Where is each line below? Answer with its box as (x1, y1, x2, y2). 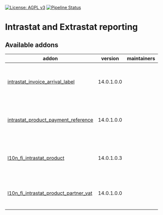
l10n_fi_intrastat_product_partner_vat (7, 190, 93, 196)
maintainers (127, 55, 155, 61)
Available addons (5, 41, 59, 49)
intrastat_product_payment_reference (7, 117, 94, 123)
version (101, 55, 119, 61)
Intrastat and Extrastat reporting (5, 22, 138, 32)
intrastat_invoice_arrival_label (7, 78, 75, 85)
